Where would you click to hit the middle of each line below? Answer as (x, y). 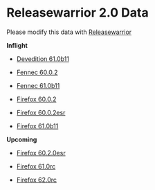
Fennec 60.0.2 (37, 72)
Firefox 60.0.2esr (41, 112)
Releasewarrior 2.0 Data (78, 13)
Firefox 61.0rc (36, 166)
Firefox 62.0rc (36, 180)
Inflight (17, 45)
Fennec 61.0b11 (38, 85)
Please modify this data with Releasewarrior (69, 32)
